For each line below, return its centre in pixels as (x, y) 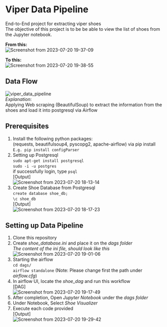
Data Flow (21, 81)
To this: (14, 59)
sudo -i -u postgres (34, 166)
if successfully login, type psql (45, 171)
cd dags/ (22, 265)
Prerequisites (27, 126)
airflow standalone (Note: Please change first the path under (77, 271)
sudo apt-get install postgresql (48, 161)
